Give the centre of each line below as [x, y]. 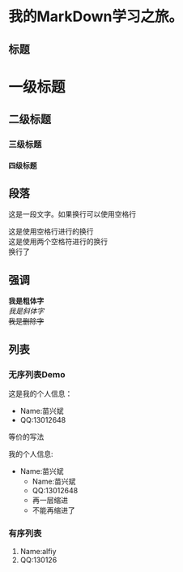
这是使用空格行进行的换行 [51, 231]
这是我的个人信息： [40, 394]
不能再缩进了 [53, 510]
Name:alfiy [38, 552]
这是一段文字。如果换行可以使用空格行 [72, 214]
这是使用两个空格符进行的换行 [58, 242]
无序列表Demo [37, 374]
